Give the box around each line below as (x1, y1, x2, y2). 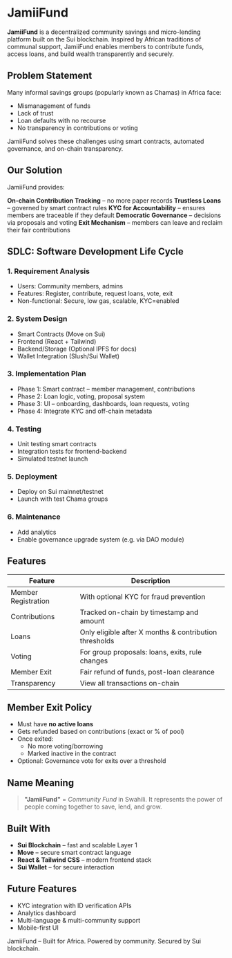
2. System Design (7, 314, 68, 324)
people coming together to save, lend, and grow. (23, 802, 162, 811)
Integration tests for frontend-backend (17, 448, 127, 456)
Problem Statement (7, 70, 93, 82)
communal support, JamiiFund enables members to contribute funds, (7, 42, 204, 50)
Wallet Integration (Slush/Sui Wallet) (17, 351, 119, 360)
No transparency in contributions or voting (17, 123, 138, 132)
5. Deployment (7, 472, 57, 481)
